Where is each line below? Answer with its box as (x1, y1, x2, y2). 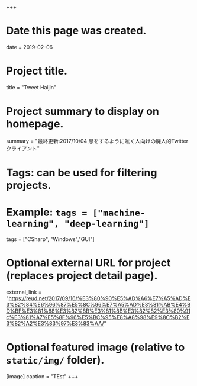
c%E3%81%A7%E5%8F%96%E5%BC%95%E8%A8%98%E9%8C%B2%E (6, 313, 190, 320)
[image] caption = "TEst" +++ (6, 372, 79, 379)
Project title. (6, 65, 68, 78)
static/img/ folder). (6, 353, 105, 367)
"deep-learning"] (64, 218, 150, 230)
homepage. (6, 117, 64, 131)
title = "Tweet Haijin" (6, 83, 57, 91)
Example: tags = (6, 205, 88, 219)
